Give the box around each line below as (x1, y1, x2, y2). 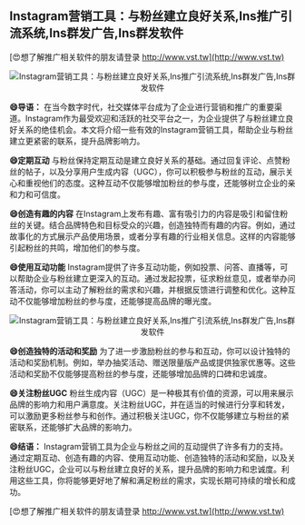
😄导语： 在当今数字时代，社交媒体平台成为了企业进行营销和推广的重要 (9, 101, 275, 112)
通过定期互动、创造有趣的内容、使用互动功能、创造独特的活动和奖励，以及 (9, 452, 288, 463)
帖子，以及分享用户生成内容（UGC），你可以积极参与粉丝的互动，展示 (25, 166, 286, 177)
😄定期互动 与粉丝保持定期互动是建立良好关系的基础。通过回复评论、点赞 (9, 154, 283, 165)
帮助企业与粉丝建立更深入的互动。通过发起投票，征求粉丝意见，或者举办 (16, 272, 288, 283)
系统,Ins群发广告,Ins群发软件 (21, 25, 184, 41)
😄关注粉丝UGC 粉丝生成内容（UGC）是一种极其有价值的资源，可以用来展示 (9, 387, 294, 398)
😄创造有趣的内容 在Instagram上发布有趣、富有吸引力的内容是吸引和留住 (9, 208, 280, 219)
